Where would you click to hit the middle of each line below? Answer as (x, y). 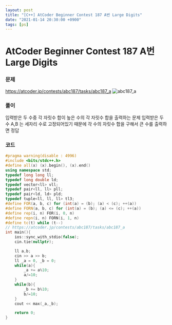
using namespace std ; (28, 170)
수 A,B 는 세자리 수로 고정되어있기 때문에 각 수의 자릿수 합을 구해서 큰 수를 (79, 124)
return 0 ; (25, 313)
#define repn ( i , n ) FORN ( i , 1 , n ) (42, 218)
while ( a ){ (25, 265)
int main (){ (18, 232)
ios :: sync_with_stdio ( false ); (47, 237)
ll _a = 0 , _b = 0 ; (35, 261)
